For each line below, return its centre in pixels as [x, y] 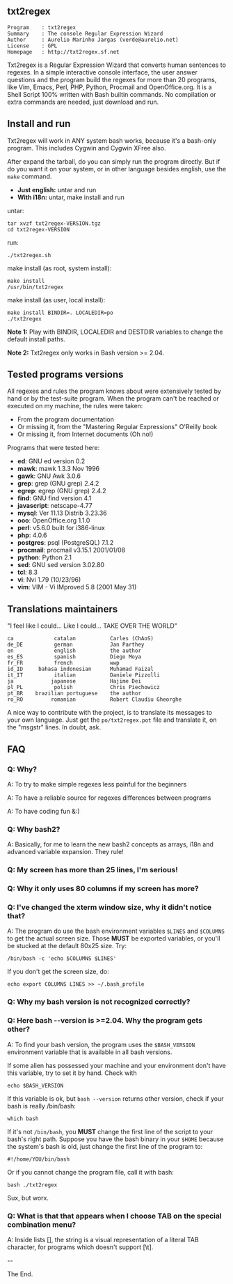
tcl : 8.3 [27, 572]
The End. [20, 1274]
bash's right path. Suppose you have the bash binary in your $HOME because [115, 1139]
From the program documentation [66, 419]
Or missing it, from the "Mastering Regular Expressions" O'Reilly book [117, 427]
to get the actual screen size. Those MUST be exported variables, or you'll [114, 938]
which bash [23, 1119]
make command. [30, 176]
